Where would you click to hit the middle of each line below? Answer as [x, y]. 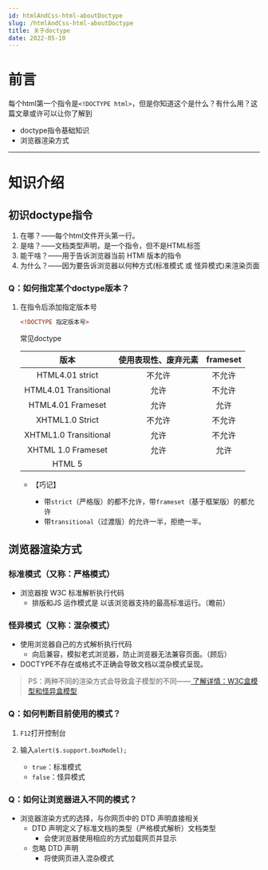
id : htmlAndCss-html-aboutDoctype [66, 16]
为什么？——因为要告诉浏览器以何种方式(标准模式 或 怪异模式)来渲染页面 [140, 266]
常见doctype [41, 338]
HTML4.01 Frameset [67, 405]
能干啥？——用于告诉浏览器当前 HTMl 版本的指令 [100, 255]
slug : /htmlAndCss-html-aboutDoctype [71, 23]
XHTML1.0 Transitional [67, 435]
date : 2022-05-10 [37, 38]
